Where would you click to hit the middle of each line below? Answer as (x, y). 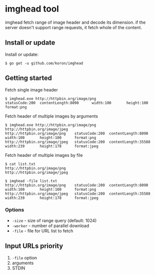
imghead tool (32, 9)
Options (15, 210)
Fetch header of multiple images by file (44, 155)
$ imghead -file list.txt (31, 181)
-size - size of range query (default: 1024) (54, 220)
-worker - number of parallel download (51, 226)
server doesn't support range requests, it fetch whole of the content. (73, 27)
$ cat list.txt (20, 164)
